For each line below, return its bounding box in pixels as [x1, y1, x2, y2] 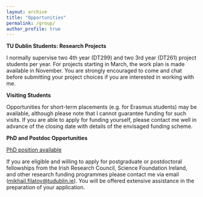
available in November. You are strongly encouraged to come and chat [6, 67, 182, 75]
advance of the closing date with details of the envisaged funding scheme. [6, 122, 193, 130]
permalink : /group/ [6, 20, 56, 26]
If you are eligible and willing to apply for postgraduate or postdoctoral [6, 158, 182, 165]
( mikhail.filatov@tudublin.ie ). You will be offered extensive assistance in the [6, 177, 195, 185]
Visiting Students [6, 92, 52, 99]
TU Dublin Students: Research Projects [6, 42, 107, 50]
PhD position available [6, 146, 62, 153]
